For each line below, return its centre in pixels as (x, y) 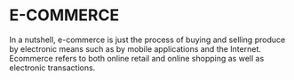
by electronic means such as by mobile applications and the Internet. (135, 48)
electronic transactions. (52, 68)
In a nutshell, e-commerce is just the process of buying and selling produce (147, 40)
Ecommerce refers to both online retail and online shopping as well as (137, 58)
